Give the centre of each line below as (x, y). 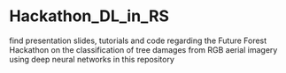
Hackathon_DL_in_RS (89, 16)
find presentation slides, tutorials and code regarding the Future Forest (138, 40)
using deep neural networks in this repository (92, 59)
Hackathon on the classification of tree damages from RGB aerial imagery (143, 49)
